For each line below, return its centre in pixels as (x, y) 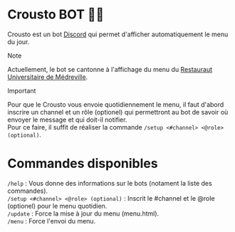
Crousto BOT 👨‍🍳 (56, 15)
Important (22, 90)
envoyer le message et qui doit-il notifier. (67, 120)
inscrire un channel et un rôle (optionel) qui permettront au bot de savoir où (118, 112)
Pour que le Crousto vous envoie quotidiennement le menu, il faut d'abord (116, 104)
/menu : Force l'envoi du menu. (52, 221)
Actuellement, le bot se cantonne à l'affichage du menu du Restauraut (110, 69)
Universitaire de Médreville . (48, 77)
